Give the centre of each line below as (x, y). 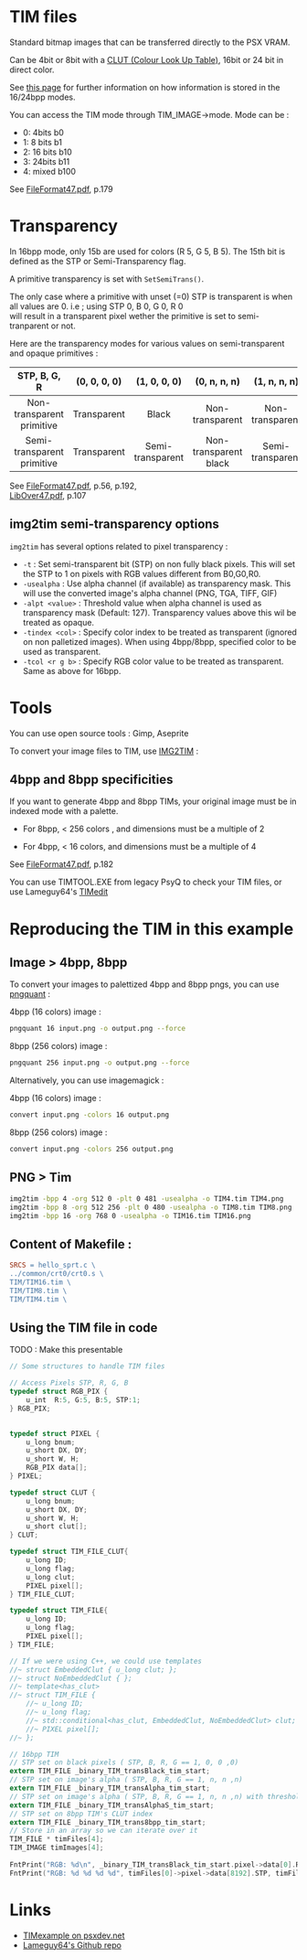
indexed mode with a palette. (64, 811)
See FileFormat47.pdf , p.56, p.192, (73, 486)
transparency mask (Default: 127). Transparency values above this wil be (159, 612)
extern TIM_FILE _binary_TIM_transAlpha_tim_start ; (110, 1788)
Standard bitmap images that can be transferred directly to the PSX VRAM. (150, 42)
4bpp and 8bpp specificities (91, 780)
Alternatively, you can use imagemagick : (87, 1080)
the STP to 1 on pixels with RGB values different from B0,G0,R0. (142, 573)
